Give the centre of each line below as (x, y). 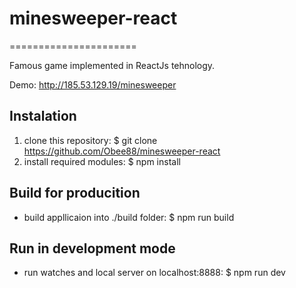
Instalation (43, 116)
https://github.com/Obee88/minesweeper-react (122, 151)
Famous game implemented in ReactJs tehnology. (112, 65)
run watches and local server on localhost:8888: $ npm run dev (154, 273)
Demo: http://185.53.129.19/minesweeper (93, 84)
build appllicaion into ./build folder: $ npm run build (129, 217)
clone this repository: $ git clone (90, 140)
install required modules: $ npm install (102, 161)
